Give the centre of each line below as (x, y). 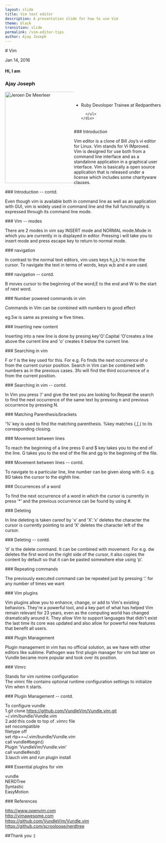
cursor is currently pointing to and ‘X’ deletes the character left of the (74, 525)
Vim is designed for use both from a (109, 151)
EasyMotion (17, 791)
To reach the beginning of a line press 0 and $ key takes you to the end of (79, 448)
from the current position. (31, 375)
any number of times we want (35, 583)
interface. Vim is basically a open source (114, 167)
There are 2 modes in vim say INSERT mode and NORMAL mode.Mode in (78, 230)
